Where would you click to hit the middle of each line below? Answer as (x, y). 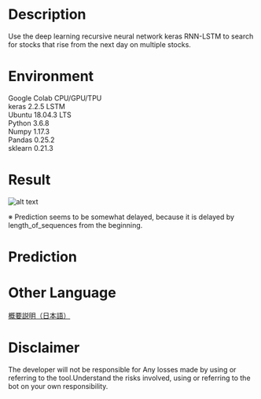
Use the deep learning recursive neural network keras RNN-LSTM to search (131, 36)
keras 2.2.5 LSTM (37, 106)
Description (47, 15)
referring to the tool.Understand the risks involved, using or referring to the (129, 378)
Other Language (62, 293)
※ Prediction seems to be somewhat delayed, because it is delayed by (121, 217)
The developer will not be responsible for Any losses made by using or (122, 369)
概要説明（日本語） (39, 315)
